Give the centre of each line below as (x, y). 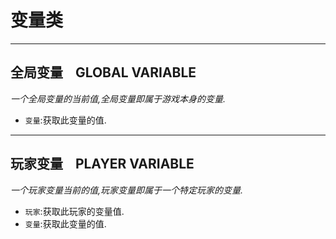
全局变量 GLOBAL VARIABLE (103, 72)
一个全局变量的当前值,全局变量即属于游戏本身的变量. (118, 98)
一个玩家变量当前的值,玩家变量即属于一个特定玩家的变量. (127, 190)
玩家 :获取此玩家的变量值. (74, 211)
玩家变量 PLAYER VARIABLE (102, 164)
